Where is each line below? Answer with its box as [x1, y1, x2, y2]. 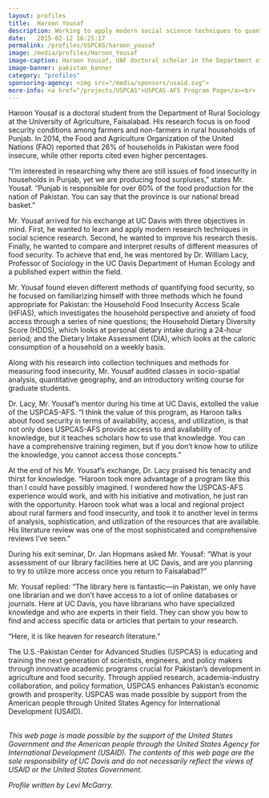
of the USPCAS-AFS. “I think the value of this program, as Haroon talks [8, 407, 243, 417]
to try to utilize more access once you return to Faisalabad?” [8, 566, 207, 576]
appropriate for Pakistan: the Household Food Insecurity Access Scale [8, 300, 240, 310]
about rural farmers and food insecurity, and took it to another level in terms [8, 508, 259, 518]
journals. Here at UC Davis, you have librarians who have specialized [8, 599, 235, 609]
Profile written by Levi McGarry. [8, 780, 114, 790]
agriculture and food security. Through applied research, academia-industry [8, 673, 260, 683]
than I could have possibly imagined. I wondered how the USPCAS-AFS [8, 483, 243, 492]
